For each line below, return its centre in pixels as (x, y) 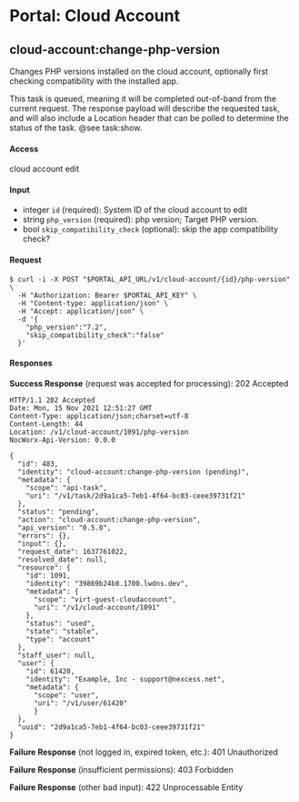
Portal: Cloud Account (95, 16)
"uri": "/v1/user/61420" (80, 703)
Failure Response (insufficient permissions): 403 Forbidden (121, 769)
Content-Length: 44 (46, 424)
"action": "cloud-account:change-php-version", (110, 519)
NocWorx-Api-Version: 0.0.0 (63, 440)
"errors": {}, (44, 535)
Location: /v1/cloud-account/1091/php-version (99, 432)
